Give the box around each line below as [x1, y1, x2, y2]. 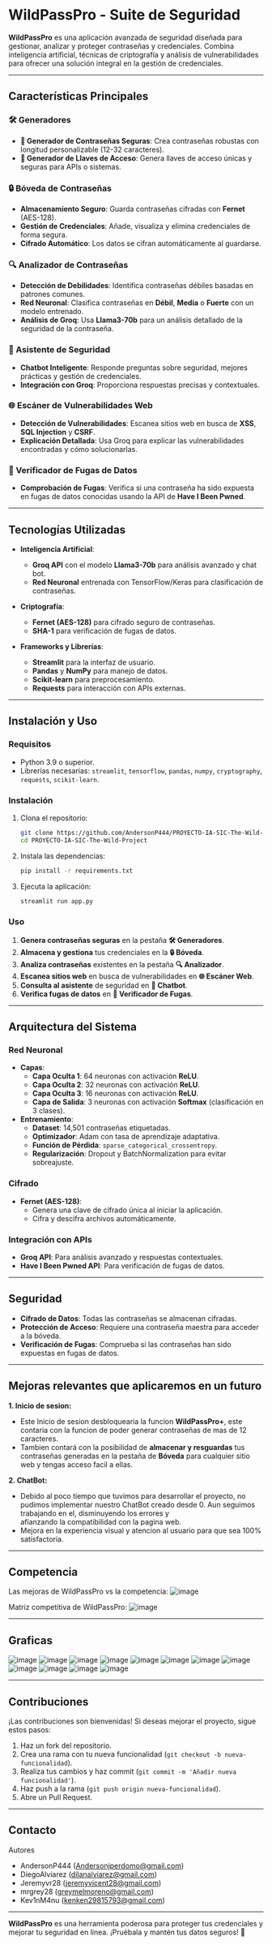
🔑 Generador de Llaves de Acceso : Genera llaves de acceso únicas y [19, 153, 253, 163]
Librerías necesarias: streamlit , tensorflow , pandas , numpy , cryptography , [19, 765, 263, 776]
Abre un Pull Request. [19, 1792, 93, 1802]
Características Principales [8, 89, 149, 103]
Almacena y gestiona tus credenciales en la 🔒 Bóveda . [19, 947, 205, 957]
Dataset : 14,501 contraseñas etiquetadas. [32, 1123, 172, 1133]
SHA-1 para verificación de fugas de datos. [32, 626, 176, 635]
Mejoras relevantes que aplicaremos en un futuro [8, 1379, 262, 1393]
